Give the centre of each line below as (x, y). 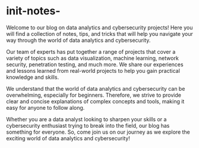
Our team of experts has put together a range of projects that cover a (91, 51)
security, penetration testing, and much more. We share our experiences (95, 64)
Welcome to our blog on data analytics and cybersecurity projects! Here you (99, 27)
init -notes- (33, 11)
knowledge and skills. (33, 77)
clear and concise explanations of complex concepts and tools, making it (95, 101)
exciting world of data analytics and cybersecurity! (68, 138)
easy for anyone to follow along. (45, 107)
